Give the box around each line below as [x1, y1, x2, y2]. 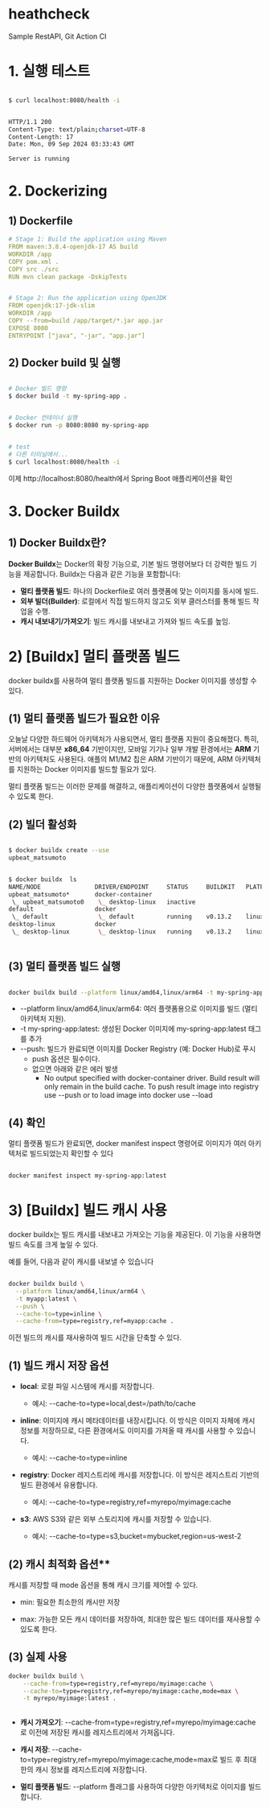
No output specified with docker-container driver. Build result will [43, 1073, 260, 1083]
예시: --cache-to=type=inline [31, 1453, 128, 1463]
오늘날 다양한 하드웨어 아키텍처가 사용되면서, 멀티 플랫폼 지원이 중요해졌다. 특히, [8, 734, 260, 744]
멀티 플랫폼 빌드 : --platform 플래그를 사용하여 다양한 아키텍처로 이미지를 [19, 1782, 247, 1791]
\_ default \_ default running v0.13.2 [11, 913, 231, 921]
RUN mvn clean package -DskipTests [8, 273, 128, 281]
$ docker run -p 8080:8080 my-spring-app [8, 422, 149, 430]
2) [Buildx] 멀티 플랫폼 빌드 [8, 647, 181, 665]
